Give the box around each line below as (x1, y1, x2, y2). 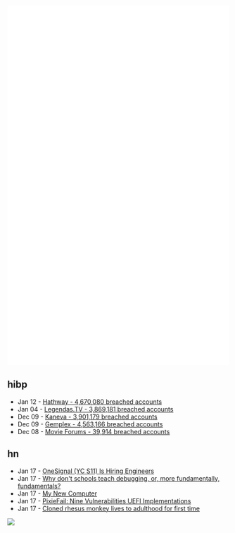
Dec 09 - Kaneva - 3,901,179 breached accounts (17, 412, 158, 421)
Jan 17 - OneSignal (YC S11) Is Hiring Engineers (17, 467, 155, 475)
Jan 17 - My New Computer (17, 489, 97, 498)
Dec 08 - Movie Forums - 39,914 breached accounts (17, 427, 170, 436)
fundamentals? (17, 481, 61, 490)
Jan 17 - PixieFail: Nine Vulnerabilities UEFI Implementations (17, 496, 191, 505)
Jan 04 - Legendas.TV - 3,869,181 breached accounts (17, 405, 174, 413)
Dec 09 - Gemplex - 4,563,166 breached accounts (17, 419, 163, 429)
